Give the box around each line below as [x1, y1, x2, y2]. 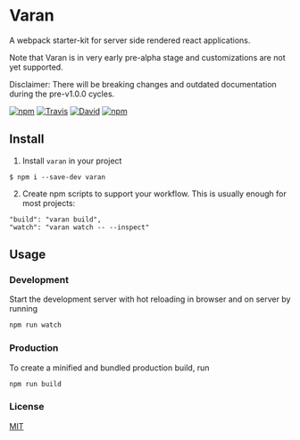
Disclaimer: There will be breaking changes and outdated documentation [9, 79, 277, 89]
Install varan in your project [21, 155, 122, 166]
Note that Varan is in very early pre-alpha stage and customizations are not [9, 52, 286, 62]
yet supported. [9, 62, 64, 72]
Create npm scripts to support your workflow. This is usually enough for [21, 188, 287, 199]
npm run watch [9, 320, 62, 330]
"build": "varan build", [9, 215, 102, 224]
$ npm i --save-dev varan [9, 172, 105, 181]
